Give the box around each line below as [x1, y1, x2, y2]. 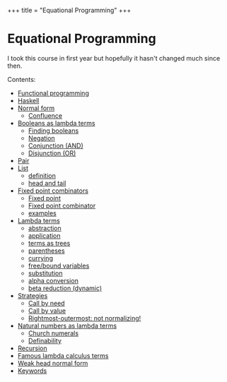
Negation [28, 133, 55, 142]
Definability [28, 336, 62, 345]
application [28, 231, 62, 239]
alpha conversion [28, 276, 79, 285]
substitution [28, 268, 63, 277]
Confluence [28, 111, 62, 119]
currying [28, 253, 53, 262]
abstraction [28, 224, 62, 232]
